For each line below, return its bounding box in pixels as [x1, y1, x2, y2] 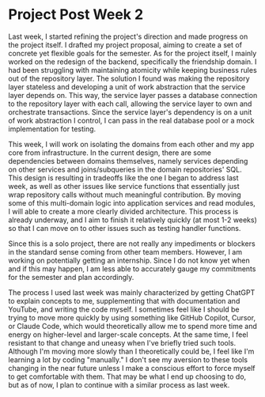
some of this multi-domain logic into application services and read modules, [8, 198, 256, 207]
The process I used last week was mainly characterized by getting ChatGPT [8, 287, 256, 297]
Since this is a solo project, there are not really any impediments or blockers [8, 239, 256, 248]
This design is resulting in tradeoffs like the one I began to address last [8, 172, 239, 183]
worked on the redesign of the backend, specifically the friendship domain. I [8, 57, 257, 66]
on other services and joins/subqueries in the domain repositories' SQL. [8, 164, 243, 174]
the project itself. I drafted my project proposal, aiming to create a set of [8, 40, 243, 49]
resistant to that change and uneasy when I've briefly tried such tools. [8, 338, 237, 347]
